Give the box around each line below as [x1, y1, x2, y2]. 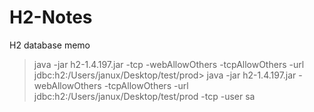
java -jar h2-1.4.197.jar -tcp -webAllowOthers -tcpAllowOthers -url [33, 58, 305, 70]
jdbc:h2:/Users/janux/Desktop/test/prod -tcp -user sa [33, 90, 256, 102]
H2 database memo [9, 39, 91, 51]
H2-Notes [9, 6, 93, 29]
